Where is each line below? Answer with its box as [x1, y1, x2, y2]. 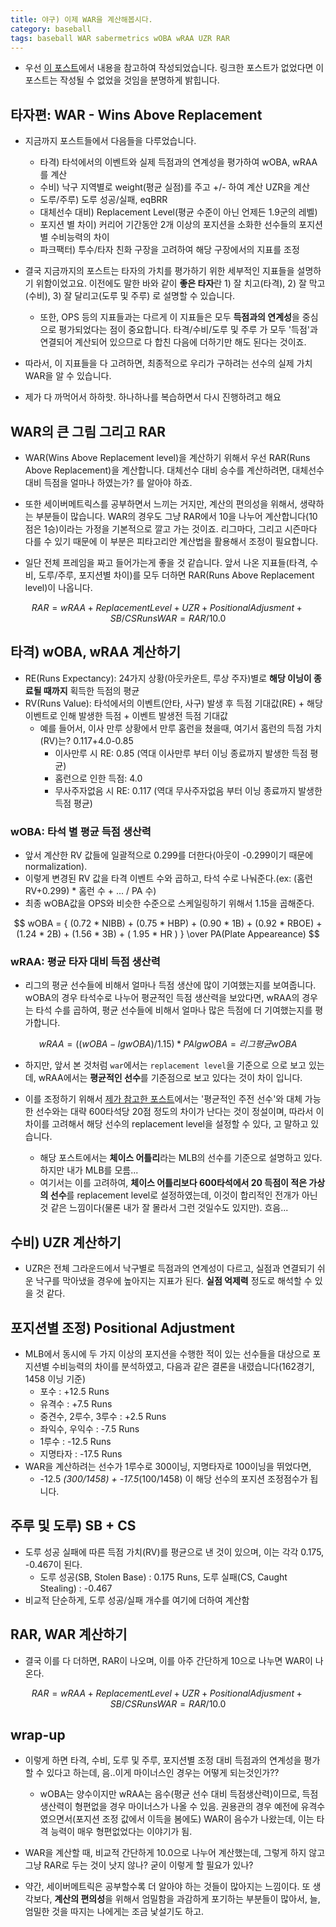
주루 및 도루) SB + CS [10, 1517, 137, 1535]
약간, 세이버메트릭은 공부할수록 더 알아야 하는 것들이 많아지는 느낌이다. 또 [24, 1881, 311, 1893]
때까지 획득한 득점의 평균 [43, 684, 140, 696]
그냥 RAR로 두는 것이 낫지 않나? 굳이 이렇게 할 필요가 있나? [24, 1859, 254, 1871]
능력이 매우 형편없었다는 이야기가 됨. [50, 1826, 193, 1838]
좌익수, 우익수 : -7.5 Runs [39, 1423, 140, 1435]
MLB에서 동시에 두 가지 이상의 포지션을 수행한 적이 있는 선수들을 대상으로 [24, 1348, 311, 1360]
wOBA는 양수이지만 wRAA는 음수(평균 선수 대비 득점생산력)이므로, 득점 [39, 1788, 319, 1800]
